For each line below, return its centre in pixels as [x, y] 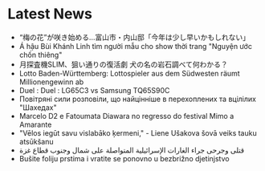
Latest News [50, 14]
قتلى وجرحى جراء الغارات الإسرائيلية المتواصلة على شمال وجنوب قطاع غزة [132, 150]
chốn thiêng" [41, 55]
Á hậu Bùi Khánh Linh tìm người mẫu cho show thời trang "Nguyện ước [135, 46]
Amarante [35, 124]
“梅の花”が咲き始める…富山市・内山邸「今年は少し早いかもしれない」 [135, 37]
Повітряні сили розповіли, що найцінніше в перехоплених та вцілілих [137, 99]
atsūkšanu [36, 141]
